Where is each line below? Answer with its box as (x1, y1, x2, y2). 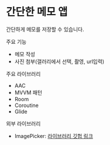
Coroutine (14, 102, 39, 109)
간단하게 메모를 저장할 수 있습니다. (6, 26, 84, 33)
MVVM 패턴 (14, 89, 43, 96)
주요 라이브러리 (6, 70, 41, 77)
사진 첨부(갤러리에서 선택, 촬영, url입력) (14, 58, 105, 65)
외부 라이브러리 (6, 120, 41, 127)
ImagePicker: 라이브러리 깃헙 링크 (14, 132, 94, 139)
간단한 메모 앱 (6, 5, 68, 19)
